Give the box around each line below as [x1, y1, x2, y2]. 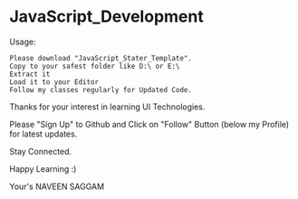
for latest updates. [9, 128, 78, 139]
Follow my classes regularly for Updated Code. [9, 85, 193, 94]
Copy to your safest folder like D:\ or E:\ [9, 62, 180, 71]
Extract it [9, 70, 51, 79]
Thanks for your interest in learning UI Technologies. [9, 101, 206, 112]
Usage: [9, 36, 36, 47]
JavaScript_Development [9, 6, 204, 27]
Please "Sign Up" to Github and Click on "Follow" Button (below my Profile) [9, 118, 290, 129]
